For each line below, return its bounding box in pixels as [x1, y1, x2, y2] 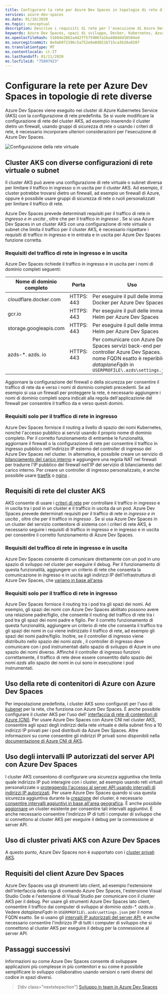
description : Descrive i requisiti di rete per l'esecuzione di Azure [5, 26, 155, 31]
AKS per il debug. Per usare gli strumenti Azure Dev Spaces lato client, [5, 898, 151, 905]
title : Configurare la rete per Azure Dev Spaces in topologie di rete [5, 7, 157, 13]
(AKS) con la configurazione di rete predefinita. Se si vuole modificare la [5, 113, 154, 119]
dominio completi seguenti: [5, 266, 61, 272]
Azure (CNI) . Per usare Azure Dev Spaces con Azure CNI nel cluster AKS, [5, 716, 156, 722]
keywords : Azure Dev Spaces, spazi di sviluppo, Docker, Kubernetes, [5, 31, 153, 36]
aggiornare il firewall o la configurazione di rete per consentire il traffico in [5, 440, 158, 446]
